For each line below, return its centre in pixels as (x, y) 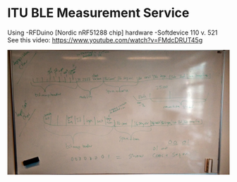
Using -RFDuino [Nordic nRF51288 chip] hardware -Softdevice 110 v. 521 (113, 32)
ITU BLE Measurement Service (98, 13)
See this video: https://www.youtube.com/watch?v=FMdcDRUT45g (105, 40)
